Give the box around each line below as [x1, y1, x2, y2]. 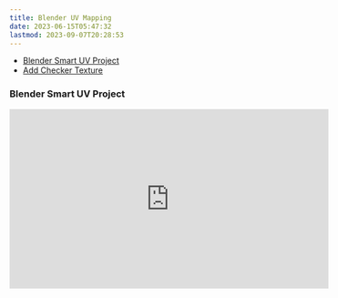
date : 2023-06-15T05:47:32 [9, 22, 112, 31]
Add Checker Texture [22, 65, 103, 76]
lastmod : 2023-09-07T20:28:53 [9, 30, 125, 39]
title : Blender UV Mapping [9, 13, 112, 23]
